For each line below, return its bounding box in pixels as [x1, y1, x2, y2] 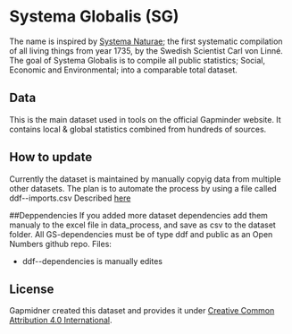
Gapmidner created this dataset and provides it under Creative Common [9, 305, 275, 316]
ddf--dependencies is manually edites [21, 255, 163, 266]
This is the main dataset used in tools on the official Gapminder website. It [9, 114, 281, 124]
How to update [9, 150, 93, 165]
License [9, 281, 54, 296]
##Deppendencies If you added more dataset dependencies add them [9, 210, 268, 220]
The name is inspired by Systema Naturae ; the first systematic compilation [9, 36, 283, 47]
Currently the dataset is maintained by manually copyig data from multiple [9, 173, 281, 184]
